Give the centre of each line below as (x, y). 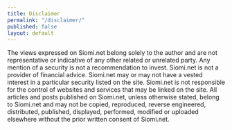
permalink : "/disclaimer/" (46, 20)
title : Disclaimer (34, 14)
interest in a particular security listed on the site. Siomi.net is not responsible (116, 82)
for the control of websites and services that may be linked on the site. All (112, 90)
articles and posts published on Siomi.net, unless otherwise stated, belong (113, 97)
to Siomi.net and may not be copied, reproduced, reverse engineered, (107, 104)
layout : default (30, 33)
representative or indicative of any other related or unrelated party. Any (109, 60)
